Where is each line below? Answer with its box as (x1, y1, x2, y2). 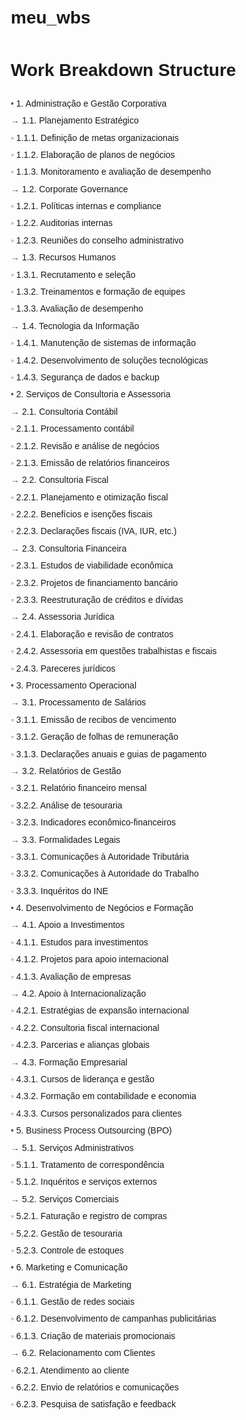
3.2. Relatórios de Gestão (21, 765, 122, 776)
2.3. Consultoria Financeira (21, 542, 127, 554)
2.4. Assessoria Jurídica (21, 611, 115, 623)
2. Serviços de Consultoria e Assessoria (15, 389, 171, 400)
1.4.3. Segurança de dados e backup (15, 371, 160, 383)
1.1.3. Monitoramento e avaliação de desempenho (15, 166, 212, 178)
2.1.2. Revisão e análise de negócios (15, 440, 160, 451)
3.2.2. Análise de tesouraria (15, 799, 123, 811)
